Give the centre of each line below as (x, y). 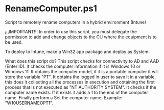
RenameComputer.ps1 (51, 9)
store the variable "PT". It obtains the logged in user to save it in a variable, (81, 77)
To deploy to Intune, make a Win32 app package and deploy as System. (78, 52)
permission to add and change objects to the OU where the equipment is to (81, 37)
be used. (14, 42)
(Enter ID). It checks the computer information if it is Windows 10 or (73, 66)
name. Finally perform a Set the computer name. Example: (64, 97)
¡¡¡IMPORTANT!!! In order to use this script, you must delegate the (71, 31)
